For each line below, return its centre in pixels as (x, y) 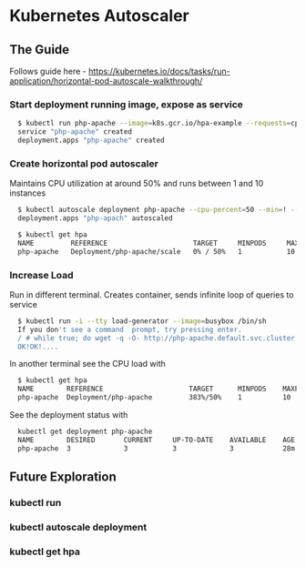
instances (28, 193)
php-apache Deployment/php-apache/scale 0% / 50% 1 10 (157, 251)
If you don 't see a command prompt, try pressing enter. (130, 329)
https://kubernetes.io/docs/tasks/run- (159, 71)
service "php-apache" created (75, 132)
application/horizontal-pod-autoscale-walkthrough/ (106, 81)
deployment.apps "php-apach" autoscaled (95, 218)
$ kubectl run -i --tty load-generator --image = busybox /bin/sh (142, 321)
